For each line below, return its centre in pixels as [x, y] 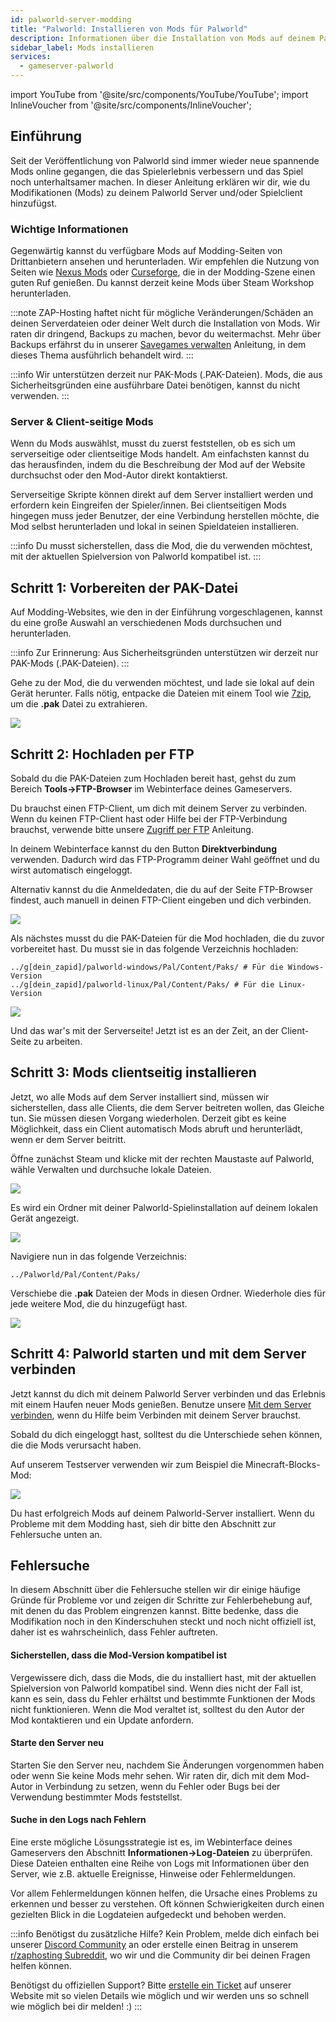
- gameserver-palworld [66, 66]
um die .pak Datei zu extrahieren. [79, 704]
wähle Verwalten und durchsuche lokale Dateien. [111, 1169]
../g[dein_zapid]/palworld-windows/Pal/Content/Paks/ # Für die [147, 967]
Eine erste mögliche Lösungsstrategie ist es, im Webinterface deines [151, 1842]
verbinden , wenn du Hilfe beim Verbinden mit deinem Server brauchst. [156, 1415]
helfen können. [41, 1966]
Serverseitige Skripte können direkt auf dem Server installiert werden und [162, 495]
